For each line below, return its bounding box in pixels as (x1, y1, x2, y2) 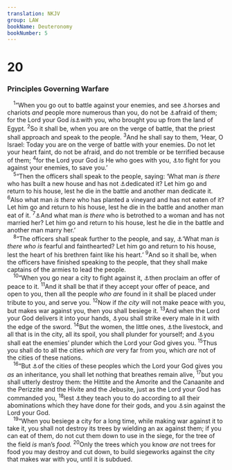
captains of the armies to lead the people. (7, 265, 127, 274)
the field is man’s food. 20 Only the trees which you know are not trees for (7, 439, 216, 448)
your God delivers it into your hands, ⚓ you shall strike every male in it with (7, 314, 220, 323)
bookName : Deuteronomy (7, 23, 73, 30)
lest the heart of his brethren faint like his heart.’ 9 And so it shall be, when (7, 249, 217, 259)
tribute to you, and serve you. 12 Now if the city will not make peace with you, (7, 296, 226, 306)
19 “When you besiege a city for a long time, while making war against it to (13, 416, 223, 426)
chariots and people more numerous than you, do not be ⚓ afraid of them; (7, 108, 218, 117)
